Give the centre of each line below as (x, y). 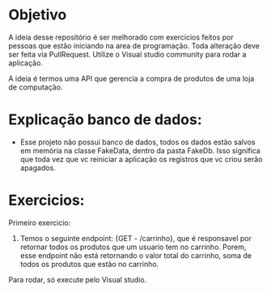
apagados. (38, 168)
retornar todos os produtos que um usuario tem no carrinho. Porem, (133, 247)
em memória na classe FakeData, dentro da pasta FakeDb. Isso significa (140, 150)
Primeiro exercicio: (40, 223)
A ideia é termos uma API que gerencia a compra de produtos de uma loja (131, 78)
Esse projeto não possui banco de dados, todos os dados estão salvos (138, 142)
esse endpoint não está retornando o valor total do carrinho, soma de (136, 255)
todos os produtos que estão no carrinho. (89, 264)
